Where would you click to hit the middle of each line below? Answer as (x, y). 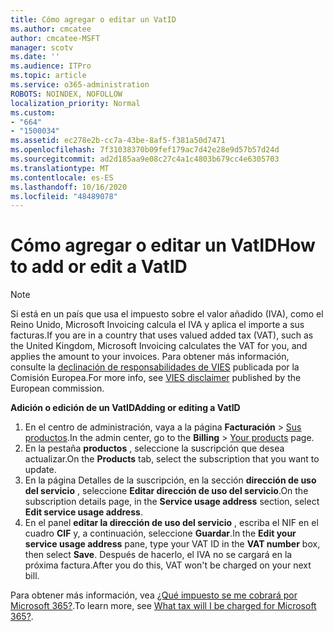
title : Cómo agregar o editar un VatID (93, 19)
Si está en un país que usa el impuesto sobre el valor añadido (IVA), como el (167, 314)
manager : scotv (42, 47)
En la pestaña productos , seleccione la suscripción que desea (154, 448)
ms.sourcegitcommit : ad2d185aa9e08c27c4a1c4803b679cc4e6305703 (145, 159)
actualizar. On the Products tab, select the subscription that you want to (172, 459)
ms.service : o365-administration (80, 85)
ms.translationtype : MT (60, 168)
